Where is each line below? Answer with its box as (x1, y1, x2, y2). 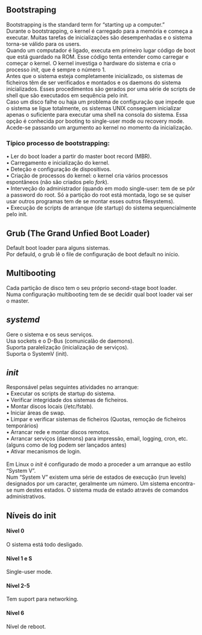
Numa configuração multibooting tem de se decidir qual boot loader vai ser (6, 291, 193, 298)
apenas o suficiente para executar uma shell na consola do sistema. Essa (6, 111, 188, 118)
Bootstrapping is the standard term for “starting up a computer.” (6, 21, 165, 28)
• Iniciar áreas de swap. (6, 409, 66, 416)
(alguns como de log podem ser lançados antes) (6, 441, 127, 449)
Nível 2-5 (6, 582, 30, 589)
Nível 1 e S (6, 554, 33, 562)
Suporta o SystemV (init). (6, 350, 69, 357)
